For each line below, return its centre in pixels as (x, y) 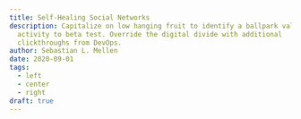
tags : (19, 68)
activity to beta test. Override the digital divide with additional (150, 34)
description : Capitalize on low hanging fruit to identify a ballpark (144, 26)
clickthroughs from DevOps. (70, 42)
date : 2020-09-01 (42, 59)
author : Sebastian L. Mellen (64, 51)
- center (34, 84)
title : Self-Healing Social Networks (80, 17)
